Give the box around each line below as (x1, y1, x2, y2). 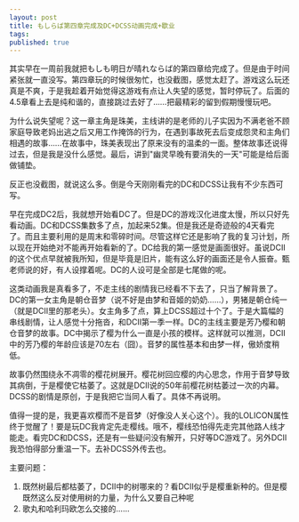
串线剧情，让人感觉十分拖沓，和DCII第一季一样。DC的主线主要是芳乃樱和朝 (9, 317, 287, 327)
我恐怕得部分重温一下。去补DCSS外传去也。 (9, 444, 172, 454)
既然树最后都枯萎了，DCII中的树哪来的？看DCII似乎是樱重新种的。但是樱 (21, 481, 287, 492)
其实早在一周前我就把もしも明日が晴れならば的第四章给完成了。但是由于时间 (9, 63, 290, 74)
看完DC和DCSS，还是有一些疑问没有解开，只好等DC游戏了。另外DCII (32, 432, 287, 443)
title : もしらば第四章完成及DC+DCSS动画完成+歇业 (9, 21, 175, 30)
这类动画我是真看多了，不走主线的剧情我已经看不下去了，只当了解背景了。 (9, 284, 282, 294)
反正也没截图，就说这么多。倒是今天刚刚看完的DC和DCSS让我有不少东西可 (9, 179, 284, 189)
